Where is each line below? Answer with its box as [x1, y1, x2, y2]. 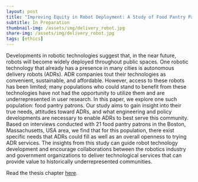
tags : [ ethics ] [6, 36, 44, 42]
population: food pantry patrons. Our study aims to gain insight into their [6, 102, 181, 109]
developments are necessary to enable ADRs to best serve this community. [6, 114, 189, 121]
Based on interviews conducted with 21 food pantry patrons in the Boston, [6, 121, 186, 127]
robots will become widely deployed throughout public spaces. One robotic [6, 58, 189, 65]
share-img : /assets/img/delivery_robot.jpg [6, 31, 115, 36]
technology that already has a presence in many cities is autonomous [6, 65, 174, 71]
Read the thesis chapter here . [6, 170, 78, 176]
